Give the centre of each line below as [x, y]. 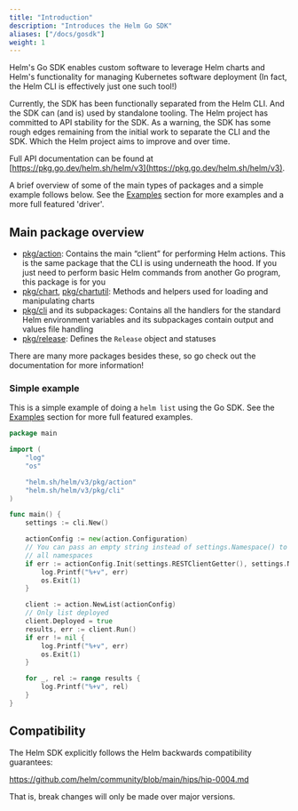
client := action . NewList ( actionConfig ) [101, 605]
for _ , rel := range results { [83, 679]
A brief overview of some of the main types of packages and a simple [137, 185]
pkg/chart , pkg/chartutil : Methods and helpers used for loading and [145, 292]
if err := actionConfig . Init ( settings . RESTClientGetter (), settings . [157, 564]
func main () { [35, 515]
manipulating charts [58, 301]
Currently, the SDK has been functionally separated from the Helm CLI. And [147, 104]
